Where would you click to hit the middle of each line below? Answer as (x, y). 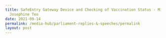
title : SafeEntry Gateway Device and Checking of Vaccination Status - (80, 10)
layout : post (19, 28)
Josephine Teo (24, 14)
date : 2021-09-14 (23, 19)
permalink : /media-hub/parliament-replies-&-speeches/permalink (73, 23)
